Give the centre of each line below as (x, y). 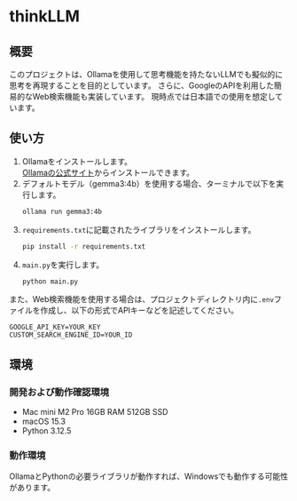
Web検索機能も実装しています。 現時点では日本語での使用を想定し (154, 96)
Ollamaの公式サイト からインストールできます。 (108, 172)
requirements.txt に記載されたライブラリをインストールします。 (139, 229)
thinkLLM (44, 16)
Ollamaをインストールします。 (77, 161)
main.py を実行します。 (63, 265)
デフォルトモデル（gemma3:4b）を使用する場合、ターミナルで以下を (149, 183)
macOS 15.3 (44, 421)
